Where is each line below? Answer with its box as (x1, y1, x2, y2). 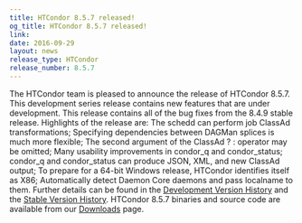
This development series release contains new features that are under (9, 98, 270, 108)
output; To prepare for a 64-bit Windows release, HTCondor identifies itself (9, 164, 290, 176)
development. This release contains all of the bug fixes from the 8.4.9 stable (9, 107, 294, 118)
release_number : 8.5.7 (9, 64, 95, 73)
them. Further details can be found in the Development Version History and (9, 184, 289, 195)
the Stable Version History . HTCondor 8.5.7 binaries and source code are (9, 193, 281, 204)
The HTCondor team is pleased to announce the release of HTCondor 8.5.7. (9, 88, 291, 99)
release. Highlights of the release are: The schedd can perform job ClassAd (9, 116, 291, 127)
